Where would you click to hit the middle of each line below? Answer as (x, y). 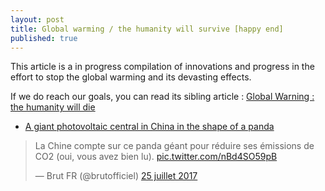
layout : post (37, 19)
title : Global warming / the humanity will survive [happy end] (147, 29)
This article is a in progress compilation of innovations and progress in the (162, 67)
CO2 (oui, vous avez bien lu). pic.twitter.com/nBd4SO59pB (156, 157)
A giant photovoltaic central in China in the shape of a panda (149, 127)
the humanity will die (53, 107)
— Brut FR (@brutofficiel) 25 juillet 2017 (116, 176)
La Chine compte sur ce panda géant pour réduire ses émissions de (174, 146)
